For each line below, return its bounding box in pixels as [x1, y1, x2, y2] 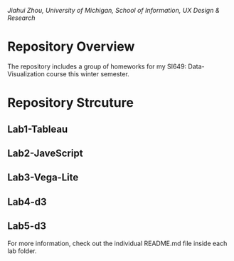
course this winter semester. [46, 69, 129, 78]
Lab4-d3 [7, 195, 48, 208]
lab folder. [7, 246, 37, 255]
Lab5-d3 [7, 220, 46, 232]
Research [7, 14, 36, 22]
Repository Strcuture [7, 95, 134, 111]
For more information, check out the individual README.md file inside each [7, 239, 228, 247]
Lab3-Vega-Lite [7, 171, 79, 184]
